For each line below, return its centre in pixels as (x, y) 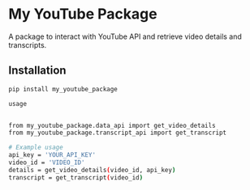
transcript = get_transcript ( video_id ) (76, 177)
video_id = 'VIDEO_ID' (47, 163)
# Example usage (36, 148)
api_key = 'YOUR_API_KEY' (52, 155)
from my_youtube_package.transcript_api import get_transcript (118, 133)
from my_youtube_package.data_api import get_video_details (112, 125)
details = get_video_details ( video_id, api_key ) (92, 170)
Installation (37, 71)
